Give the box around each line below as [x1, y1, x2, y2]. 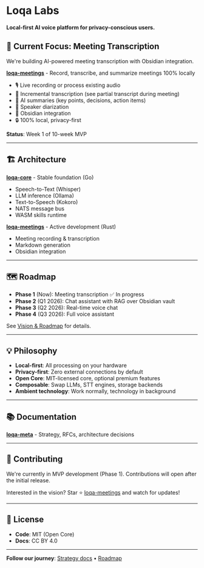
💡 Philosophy [6, 346, 58, 356]
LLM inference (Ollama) [15, 192, 75, 199]
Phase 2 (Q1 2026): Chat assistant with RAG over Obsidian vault [15, 298, 175, 305]
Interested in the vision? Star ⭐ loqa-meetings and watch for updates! [6, 488, 180, 496]
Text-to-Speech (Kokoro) [15, 198, 78, 205]
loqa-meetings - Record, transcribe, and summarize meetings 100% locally [6, 69, 195, 77]
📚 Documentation [6, 411, 77, 422]
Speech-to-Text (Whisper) [15, 185, 81, 193]
